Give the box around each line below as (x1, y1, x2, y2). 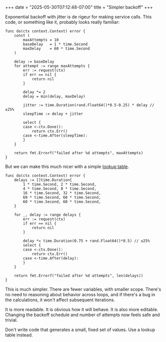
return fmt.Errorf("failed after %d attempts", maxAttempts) (14, 151, 143, 156)
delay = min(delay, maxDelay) (23, 94, 85, 99)
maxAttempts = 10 (23, 37, 59, 42)
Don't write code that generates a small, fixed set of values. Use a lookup (5, 327, 156, 333)
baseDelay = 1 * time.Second (23, 42, 88, 47)
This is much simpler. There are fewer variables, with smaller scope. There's (5, 286, 162, 292)
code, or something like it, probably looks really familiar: (5, 19, 120, 25)
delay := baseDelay (14, 59, 55, 64)
